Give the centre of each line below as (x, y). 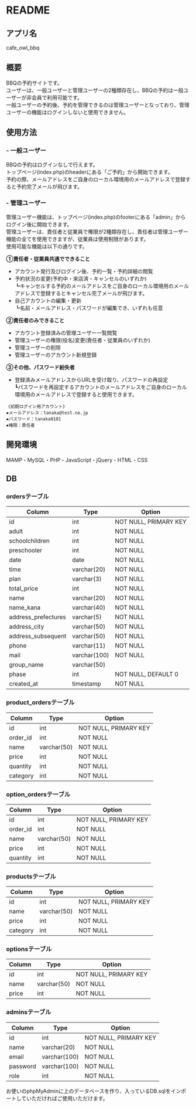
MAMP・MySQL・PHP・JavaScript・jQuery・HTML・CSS (77, 460)
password (23, 1066)
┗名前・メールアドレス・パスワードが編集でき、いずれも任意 (89, 308)
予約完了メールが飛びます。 (49, 186)
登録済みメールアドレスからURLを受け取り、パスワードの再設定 (91, 379)
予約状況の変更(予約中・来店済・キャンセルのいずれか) (81, 279)
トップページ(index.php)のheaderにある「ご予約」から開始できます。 (90, 172)
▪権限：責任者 (20, 425)
